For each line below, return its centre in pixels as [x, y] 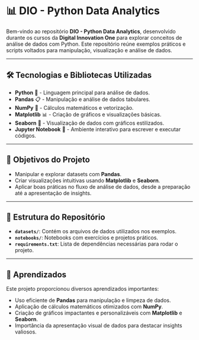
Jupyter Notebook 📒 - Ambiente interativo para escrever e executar [98, 129]
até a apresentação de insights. [53, 193]
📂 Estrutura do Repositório [56, 217]
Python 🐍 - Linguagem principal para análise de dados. [82, 93]
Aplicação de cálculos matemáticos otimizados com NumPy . [89, 307]
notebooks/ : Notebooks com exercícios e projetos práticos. [86, 238]
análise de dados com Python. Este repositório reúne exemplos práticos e [96, 44]
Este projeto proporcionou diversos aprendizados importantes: [83, 289]
